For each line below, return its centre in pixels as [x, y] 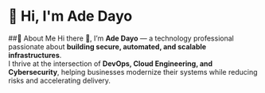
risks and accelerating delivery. [60, 80]
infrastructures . [35, 55]
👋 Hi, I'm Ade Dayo [70, 16]
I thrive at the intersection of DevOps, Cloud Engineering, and [111, 64]
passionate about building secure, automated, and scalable [107, 46]
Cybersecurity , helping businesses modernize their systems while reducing [133, 72]
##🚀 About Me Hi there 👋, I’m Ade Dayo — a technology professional [121, 38]
